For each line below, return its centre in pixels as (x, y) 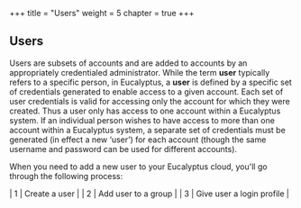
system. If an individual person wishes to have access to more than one (142, 120)
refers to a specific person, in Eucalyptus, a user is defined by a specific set (151, 82)
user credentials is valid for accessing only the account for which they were (150, 101)
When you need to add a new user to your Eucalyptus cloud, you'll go (138, 167)
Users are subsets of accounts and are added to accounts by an (128, 63)
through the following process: (66, 176)
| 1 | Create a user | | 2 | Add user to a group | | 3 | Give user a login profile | (150, 194)
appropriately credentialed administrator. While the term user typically (140, 72)
